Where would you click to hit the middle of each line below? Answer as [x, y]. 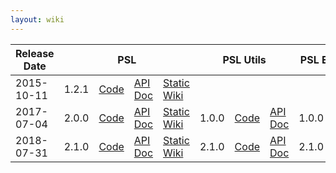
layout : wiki [37, 19]
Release [35, 53]
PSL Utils [244, 59]
